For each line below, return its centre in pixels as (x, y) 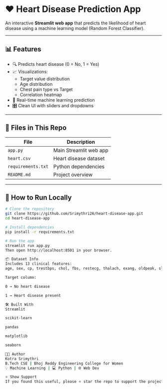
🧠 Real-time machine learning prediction (54, 100)
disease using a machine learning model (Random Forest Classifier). (75, 28)
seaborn (13, 345)
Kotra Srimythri (22, 359)
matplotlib (16, 336)
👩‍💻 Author (15, 354)
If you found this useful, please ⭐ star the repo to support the (76, 382)
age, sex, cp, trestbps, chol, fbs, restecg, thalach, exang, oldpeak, (81, 269)
